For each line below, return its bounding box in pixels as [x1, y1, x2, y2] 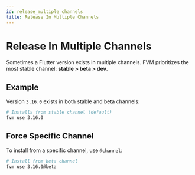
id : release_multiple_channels [6, 8, 83, 15]
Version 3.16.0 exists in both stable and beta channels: [6, 98, 140, 105]
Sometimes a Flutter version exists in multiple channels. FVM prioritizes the [6, 59, 189, 66]
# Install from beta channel [6, 158, 78, 164]
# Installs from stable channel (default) [6, 110, 112, 115]
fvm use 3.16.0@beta [6, 163, 57, 170]
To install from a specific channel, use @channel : [6, 147, 123, 154]
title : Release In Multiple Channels [6, 14, 99, 20]
